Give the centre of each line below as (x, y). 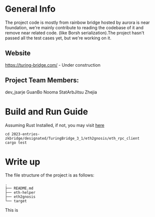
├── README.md (19, 188)
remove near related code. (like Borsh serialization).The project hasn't (75, 33)
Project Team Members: (42, 81)
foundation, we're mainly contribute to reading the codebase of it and (74, 27)
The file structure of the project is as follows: (50, 175)
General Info (30, 9)
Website (18, 53)
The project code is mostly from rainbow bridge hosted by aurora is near (77, 22)
